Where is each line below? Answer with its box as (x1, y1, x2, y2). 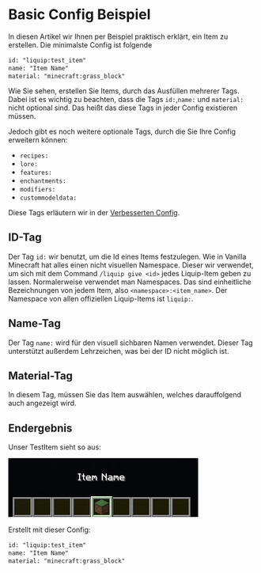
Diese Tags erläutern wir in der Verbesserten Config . (8, 207, 180, 217)
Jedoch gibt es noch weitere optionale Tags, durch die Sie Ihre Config (8, 127, 236, 136)
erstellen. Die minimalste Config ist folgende (8, 40, 153, 49)
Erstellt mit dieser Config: (8, 525, 91, 535)
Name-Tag (8, 317, 62, 330)
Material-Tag (8, 369, 74, 382)
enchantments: (19, 176, 66, 185)
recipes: (19, 152, 49, 160)
